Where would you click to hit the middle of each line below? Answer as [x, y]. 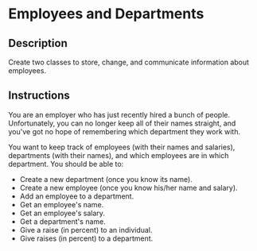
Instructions [39, 96]
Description [38, 43]
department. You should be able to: [66, 164]
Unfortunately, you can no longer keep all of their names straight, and [122, 123]
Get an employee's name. [62, 204]
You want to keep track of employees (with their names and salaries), [122, 147]
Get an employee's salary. [62, 213]
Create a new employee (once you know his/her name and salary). [128, 187]
